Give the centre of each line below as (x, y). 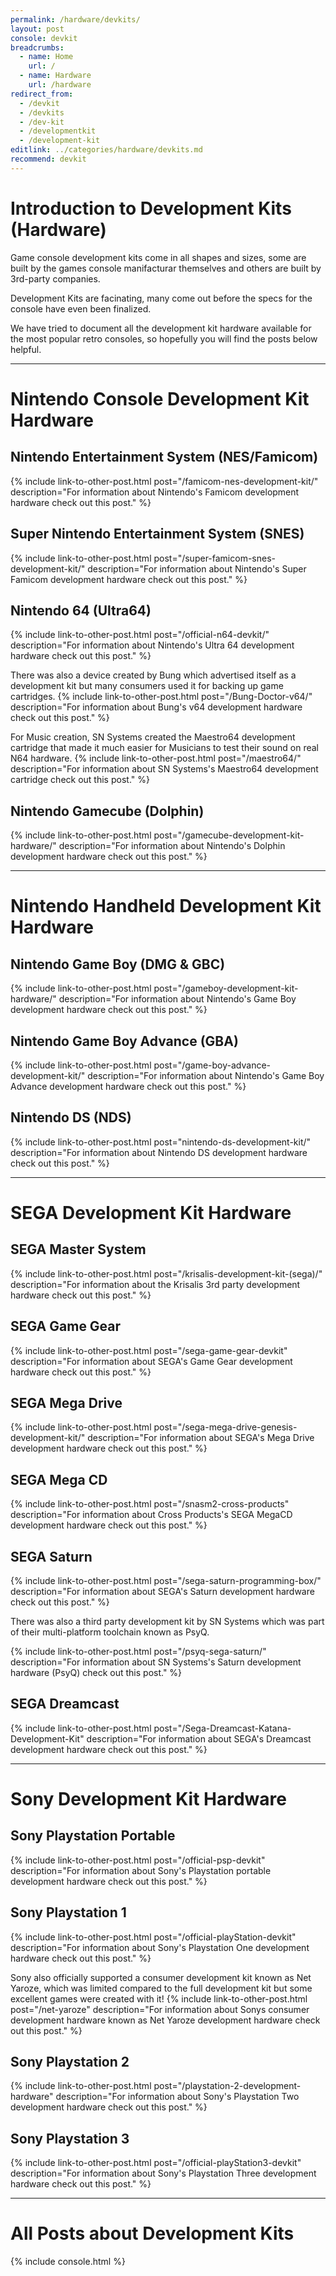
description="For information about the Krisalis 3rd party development (155, 1284)
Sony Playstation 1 (68, 1912)
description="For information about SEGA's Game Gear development (151, 1361)
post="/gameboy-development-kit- (226, 988)
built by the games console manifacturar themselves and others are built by (166, 268)
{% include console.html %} (68, 2262)
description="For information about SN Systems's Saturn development (156, 1662)
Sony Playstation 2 (70, 2062)
